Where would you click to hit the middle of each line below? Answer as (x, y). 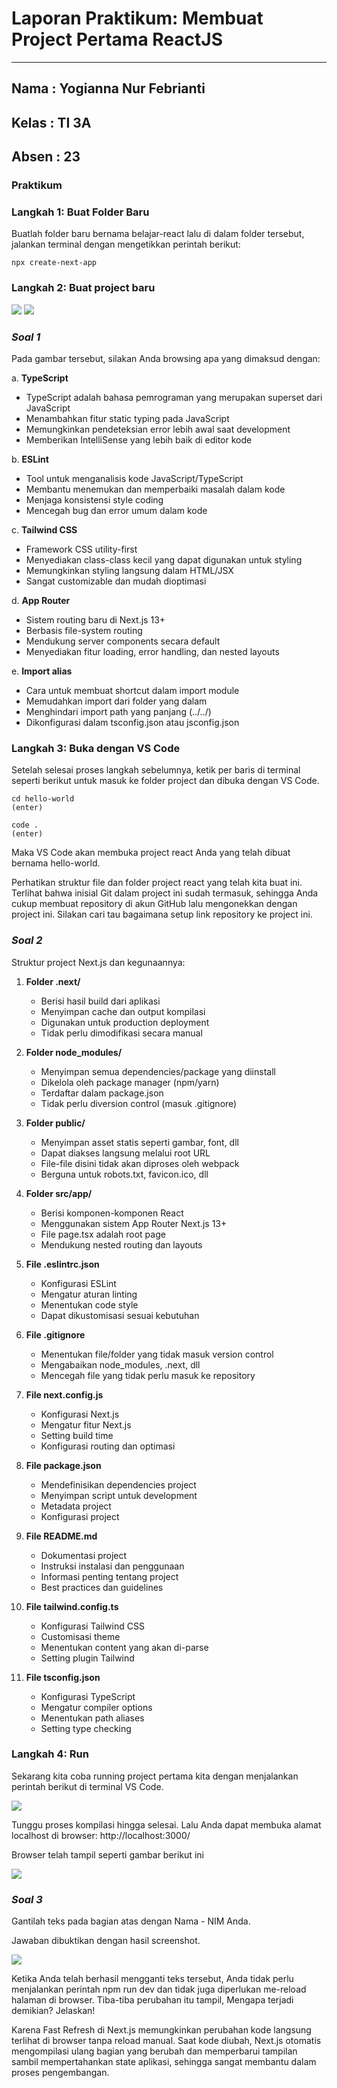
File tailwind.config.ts (72, 1606)
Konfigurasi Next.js (80, 1414)
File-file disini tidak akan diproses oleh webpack (140, 1163)
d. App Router (41, 600)
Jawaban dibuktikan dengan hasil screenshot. (106, 1941)
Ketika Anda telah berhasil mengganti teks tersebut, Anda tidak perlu (152, 1979)
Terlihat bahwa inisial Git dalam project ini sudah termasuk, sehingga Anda (165, 893)
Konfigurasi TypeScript (88, 1696)
